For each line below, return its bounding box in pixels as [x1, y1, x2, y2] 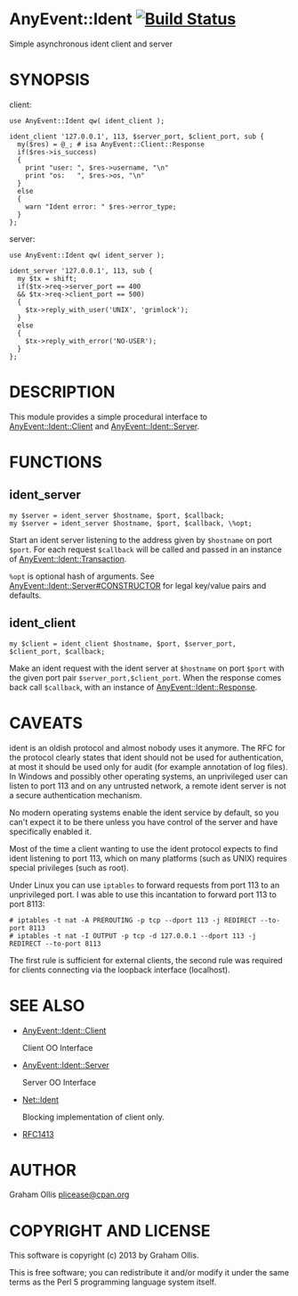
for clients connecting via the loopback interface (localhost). [9, 964, 230, 975]
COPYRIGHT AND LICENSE [9, 1220, 211, 1241]
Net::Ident [21, 1094, 60, 1105]
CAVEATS [9, 713, 83, 733]
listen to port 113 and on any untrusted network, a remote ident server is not [9, 780, 286, 791]
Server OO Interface [21, 1077, 96, 1087]
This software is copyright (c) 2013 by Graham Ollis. [9, 1250, 200, 1261]
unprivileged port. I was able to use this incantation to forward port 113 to [9, 888, 278, 900]
